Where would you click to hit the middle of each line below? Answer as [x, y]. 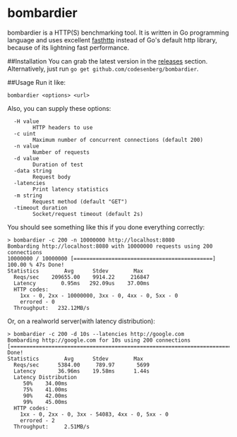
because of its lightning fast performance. [68, 47]
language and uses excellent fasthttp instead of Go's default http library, [112, 40]
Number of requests [61, 152]
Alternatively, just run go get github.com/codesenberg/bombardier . [103, 68]
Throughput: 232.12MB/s [52, 308]
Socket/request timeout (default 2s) [88, 214]
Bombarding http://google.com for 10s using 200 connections [99, 340]
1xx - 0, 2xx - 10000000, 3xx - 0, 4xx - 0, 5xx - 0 [99, 295]
